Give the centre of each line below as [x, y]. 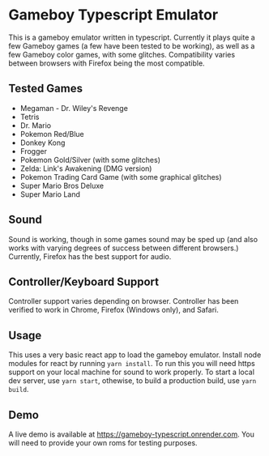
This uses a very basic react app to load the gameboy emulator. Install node [135, 355]
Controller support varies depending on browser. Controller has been [124, 301]
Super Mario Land [50, 194]
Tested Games [46, 89]
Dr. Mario [35, 125]
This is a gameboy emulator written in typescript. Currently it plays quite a [132, 37]
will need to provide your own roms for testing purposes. [103, 443]
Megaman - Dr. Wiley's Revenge [74, 108]
